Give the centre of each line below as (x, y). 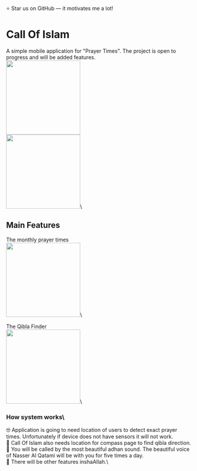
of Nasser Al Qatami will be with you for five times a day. (75, 456)
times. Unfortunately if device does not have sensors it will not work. (90, 437)
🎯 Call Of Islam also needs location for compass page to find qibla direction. (98, 443)
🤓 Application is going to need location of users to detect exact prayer (92, 430)
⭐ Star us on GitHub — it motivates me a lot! (60, 8)
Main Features (33, 225)
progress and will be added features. (51, 57)
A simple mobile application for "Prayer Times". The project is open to (91, 51)
